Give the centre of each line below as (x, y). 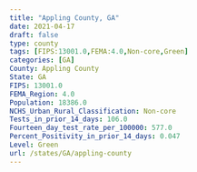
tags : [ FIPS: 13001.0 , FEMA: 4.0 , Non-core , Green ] (99, 52)
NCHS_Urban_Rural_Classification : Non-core (93, 111)
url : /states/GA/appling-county (70, 153)
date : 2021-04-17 (42, 26)
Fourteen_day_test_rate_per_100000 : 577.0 (91, 128)
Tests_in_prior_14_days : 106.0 (69, 119)
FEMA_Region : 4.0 (42, 94)
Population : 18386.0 (49, 102)
